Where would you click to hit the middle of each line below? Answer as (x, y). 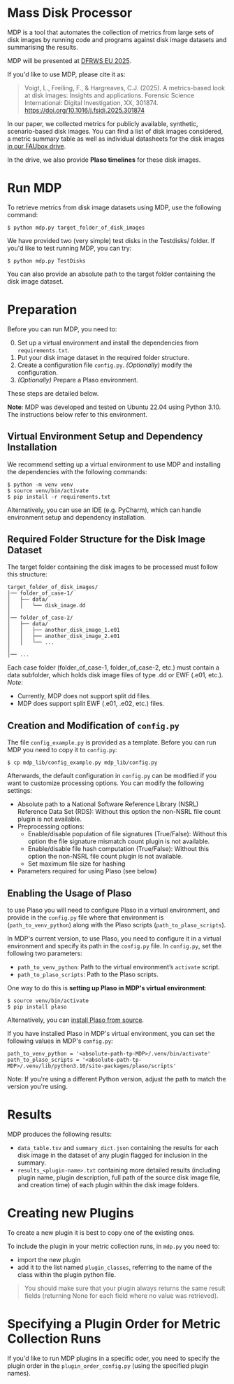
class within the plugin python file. (67, 1274)
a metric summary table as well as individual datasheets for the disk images (116, 139)
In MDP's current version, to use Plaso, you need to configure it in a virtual (114, 939)
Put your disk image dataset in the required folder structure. (103, 357)
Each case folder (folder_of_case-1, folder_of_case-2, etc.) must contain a (114, 667)
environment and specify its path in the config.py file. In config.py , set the (115, 946)
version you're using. (37, 1086)
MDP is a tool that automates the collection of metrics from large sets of (111, 32)
